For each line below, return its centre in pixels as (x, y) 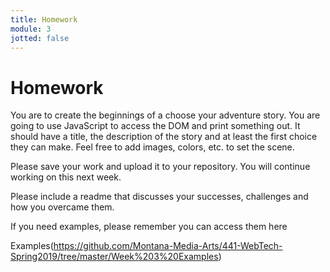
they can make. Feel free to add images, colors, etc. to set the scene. (152, 147)
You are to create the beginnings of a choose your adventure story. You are (165, 115)
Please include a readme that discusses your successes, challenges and (159, 197)
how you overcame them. (62, 207)
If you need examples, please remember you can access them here (149, 227)
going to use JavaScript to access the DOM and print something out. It (155, 126)
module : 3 (31, 29)
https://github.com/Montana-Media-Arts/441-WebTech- (168, 246)
